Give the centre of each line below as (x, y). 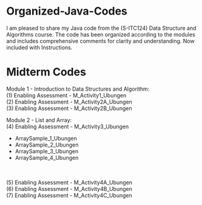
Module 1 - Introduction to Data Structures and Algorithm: (78, 89)
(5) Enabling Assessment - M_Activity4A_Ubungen (69, 182)
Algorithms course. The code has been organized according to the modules (101, 34)
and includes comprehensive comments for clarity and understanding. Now (101, 41)
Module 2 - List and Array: (39, 120)
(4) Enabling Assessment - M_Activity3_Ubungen (68, 127)
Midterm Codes (46, 72)
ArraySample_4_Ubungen (47, 158)
